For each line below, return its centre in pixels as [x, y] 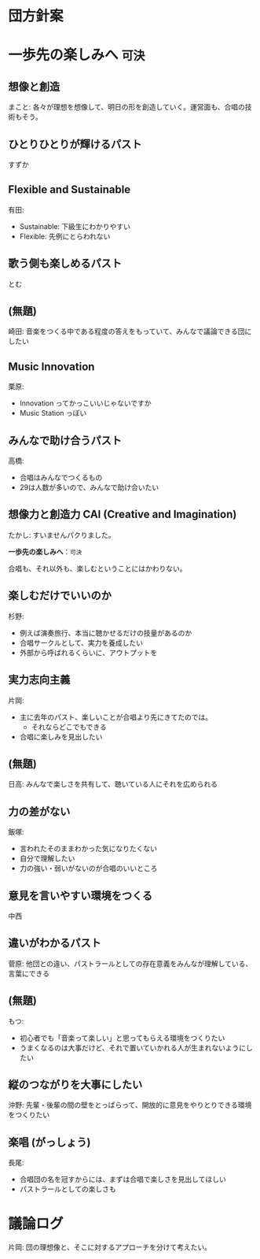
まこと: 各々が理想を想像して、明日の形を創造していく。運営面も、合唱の [127, 107]
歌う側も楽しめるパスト [65, 263]
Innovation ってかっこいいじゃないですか [85, 403]
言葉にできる [29, 973]
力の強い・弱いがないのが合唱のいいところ [88, 868]
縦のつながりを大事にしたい [75, 1085]
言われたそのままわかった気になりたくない [88, 849]
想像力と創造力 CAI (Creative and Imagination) [123, 515]
